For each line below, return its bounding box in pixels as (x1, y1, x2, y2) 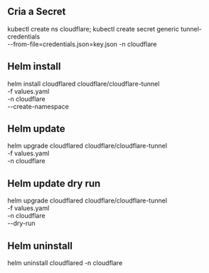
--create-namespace (7, 102, 69, 110)
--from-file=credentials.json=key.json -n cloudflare (7, 39, 157, 48)
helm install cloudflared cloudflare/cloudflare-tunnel (7, 79, 160, 88)
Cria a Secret (7, 6, 66, 18)
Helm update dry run (7, 177, 101, 190)
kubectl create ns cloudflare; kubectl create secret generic (7, 24, 179, 33)
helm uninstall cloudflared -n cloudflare (7, 259, 123, 267)
